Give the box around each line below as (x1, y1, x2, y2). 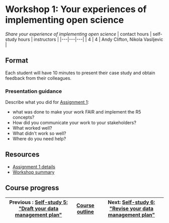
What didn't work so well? (12, 130, 66, 137)
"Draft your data (18, 205, 59, 212)
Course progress (5, 184, 59, 192)
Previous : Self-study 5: (9, 198, 68, 205)
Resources (5, 150, 40, 159)
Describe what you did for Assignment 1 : (5, 99, 89, 105)
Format (5, 57, 29, 65)
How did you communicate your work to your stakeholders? (12, 120, 137, 126)
